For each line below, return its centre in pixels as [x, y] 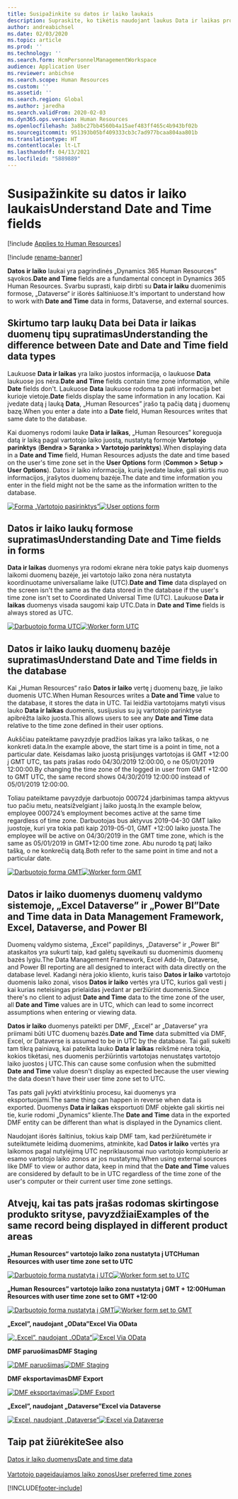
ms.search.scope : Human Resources [58, 80]
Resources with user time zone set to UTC [70, 1261]
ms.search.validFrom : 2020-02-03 [57, 113]
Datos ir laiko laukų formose [70, 529]
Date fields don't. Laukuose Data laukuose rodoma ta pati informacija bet [114, 388]
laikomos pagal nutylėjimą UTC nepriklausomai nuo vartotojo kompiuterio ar [118, 1151]
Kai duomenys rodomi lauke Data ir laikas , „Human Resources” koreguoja [115, 432]
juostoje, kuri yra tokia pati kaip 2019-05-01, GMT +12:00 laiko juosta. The [114, 828]
